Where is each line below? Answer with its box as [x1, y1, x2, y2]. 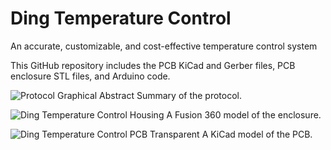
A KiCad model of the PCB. [201, 128, 313, 140]
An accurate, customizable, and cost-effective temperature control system [10, 40, 318, 52]
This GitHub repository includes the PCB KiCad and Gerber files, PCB [10, 59, 296, 71]
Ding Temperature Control [10, 7, 232, 30]
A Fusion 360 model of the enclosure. [166, 108, 322, 121]
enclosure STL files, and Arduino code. [10, 70, 171, 82]
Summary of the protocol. [136, 89, 243, 101]
